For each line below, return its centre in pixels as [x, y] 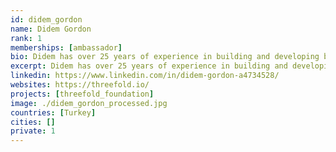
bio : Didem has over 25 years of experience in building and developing [165, 57]
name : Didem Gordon [51, 29]
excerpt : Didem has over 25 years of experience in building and [149, 66]
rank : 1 [26, 38]
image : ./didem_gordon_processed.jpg [89, 103]
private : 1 [33, 131]
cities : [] [33, 122]
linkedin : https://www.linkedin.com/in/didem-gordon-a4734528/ [145, 76]
